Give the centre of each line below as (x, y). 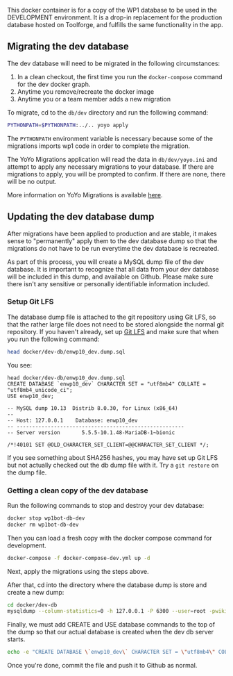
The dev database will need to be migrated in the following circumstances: (114, 63)
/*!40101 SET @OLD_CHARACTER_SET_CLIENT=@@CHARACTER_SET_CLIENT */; (108, 445)
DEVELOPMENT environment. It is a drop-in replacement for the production (115, 17)
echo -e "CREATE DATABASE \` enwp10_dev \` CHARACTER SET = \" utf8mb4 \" (111, 652)
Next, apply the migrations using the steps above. (78, 571)
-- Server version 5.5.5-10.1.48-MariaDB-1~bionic (91, 432)
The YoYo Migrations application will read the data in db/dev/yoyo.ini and (112, 159)
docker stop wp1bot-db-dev (46, 518)
